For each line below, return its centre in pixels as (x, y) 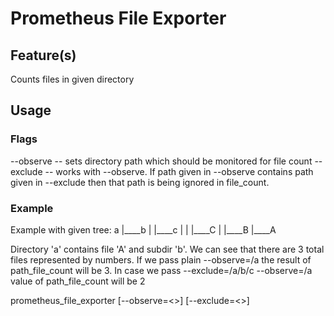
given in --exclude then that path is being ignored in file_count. (140, 182)
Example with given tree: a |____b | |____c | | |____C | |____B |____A (143, 229)
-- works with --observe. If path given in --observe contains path (179, 171)
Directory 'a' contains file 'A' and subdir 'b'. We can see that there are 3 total (167, 249)
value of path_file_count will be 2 (78, 281)
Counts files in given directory (72, 79)
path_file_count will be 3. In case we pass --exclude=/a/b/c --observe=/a (161, 270)
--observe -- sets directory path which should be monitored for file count (161, 161)
